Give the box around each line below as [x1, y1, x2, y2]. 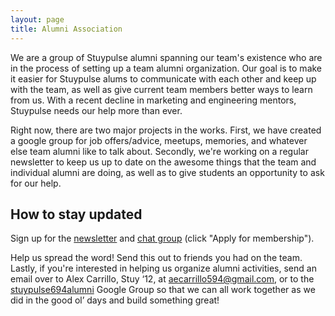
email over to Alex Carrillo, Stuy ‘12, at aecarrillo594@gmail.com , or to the [10, 273, 315, 285]
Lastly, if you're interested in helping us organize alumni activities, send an [10, 262, 317, 275]
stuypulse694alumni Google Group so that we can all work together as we [10, 284, 316, 296]
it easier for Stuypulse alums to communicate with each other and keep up [10, 72, 317, 85]
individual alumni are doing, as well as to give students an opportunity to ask [10, 166, 325, 178]
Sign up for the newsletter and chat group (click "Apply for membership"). [10, 232, 315, 245]
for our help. [10, 177, 62, 189]
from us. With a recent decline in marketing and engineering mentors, [10, 94, 297, 106]
